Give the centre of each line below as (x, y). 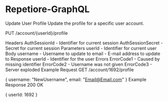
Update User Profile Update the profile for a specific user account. (75, 23)
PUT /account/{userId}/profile (37, 33)
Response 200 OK (24, 85)
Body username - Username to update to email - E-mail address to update (83, 54)
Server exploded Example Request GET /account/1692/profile (70, 70)
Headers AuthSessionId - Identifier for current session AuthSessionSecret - (84, 43)
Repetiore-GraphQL (47, 9)
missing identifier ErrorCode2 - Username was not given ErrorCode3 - (79, 64)
